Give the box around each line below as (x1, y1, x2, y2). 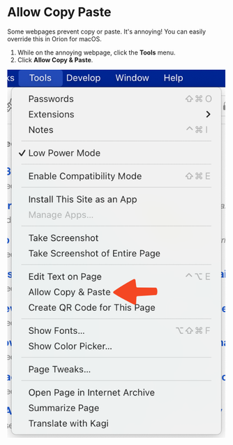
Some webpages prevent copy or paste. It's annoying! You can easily (7, 27, 206, 36)
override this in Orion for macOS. (7, 34, 103, 43)
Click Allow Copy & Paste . (17, 55, 93, 64)
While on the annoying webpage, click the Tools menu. (17, 48, 176, 57)
